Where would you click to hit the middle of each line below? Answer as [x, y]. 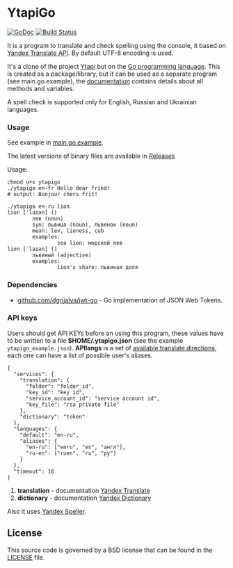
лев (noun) [48, 219]
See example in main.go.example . [56, 143]
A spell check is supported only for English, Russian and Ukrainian [102, 102]
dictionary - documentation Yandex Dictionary [84, 498]
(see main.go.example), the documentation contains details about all [105, 81]
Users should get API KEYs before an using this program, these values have [115, 333]
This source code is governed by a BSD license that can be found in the [110, 550]
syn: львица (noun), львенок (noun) [85, 225]
